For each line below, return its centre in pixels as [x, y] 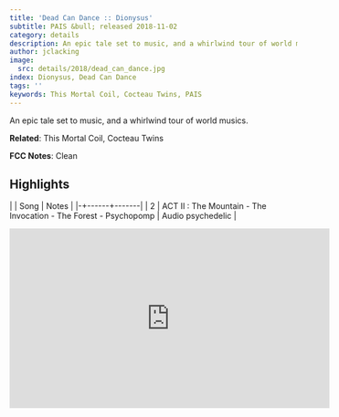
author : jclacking [44, 52]
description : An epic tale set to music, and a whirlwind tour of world [151, 43]
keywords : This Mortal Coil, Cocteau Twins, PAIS [106, 94]
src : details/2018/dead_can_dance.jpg [92, 69]
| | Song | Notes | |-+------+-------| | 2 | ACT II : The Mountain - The [138, 206]
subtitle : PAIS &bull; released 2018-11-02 [94, 26]
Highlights [40, 184]
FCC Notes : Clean [43, 155]
